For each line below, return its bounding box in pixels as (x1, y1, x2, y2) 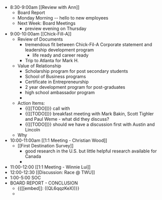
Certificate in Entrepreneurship (25, 79, 89, 85)
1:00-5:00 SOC (10, 175, 41, 180)
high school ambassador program (25, 90, 95, 95)
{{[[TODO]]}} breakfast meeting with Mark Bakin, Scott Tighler (25, 111, 154, 117)
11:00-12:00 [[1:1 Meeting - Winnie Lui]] (10, 164, 91, 170)
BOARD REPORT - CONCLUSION (10, 180, 78, 186)
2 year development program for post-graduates (25, 84, 125, 90)
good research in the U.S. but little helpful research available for (25, 148, 157, 154)
